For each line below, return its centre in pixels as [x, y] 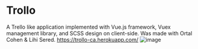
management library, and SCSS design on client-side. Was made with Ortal [99, 33]
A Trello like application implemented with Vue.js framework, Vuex [88, 27]
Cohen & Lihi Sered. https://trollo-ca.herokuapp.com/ [72, 39]
